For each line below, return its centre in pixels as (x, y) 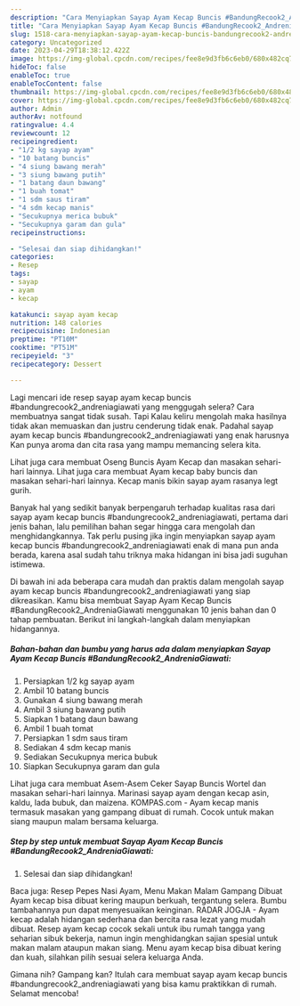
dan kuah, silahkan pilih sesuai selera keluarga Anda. (107, 957)
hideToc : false (38, 68)
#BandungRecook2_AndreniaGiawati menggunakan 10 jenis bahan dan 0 (143, 610)
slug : (20, 34)
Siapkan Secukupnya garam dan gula (91, 766)
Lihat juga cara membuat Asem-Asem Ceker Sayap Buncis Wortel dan (138, 783)
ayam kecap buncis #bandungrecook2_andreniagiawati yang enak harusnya (150, 435)
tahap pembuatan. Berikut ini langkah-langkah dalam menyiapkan (130, 619)
